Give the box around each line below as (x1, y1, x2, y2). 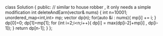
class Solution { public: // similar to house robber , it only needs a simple (5, 4, 151, 10)
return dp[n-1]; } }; (15, 25, 53, 31)
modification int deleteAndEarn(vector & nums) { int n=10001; (5, 9, 128, 15)
